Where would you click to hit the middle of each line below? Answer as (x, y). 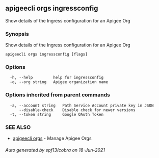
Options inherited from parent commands (58, 95)
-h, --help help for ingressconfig (57, 78)
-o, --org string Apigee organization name (59, 82)
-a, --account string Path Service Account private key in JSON (82, 106)
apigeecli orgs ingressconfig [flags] (46, 55)
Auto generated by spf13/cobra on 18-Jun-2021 (55, 150)
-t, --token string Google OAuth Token (57, 114)
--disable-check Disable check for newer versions (77, 110)
